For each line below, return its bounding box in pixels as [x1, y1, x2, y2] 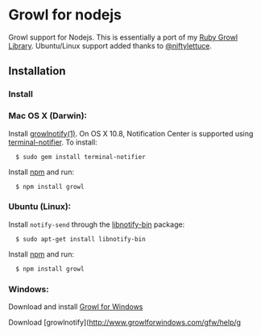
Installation [8, 65, 66, 78]
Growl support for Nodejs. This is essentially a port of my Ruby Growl [8, 32, 238, 42]
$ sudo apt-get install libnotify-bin [15, 235, 147, 243]
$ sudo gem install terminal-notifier [15, 153, 147, 161]
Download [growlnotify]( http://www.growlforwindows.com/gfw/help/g [8, 317, 242, 328]
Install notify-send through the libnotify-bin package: [8, 220, 185, 229]
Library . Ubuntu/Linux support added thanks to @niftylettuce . [8, 40, 212, 50]
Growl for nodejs [8, 6, 122, 24]
